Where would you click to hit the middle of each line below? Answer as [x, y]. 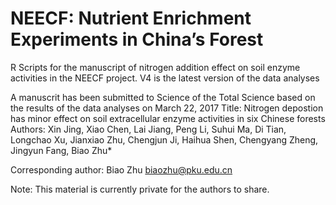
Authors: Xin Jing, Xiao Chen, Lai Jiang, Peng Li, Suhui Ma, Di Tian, [148, 129]
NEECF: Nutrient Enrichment [131, 18]
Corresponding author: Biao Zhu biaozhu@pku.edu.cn [121, 169]
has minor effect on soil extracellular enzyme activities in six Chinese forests [168, 118]
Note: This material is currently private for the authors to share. [140, 189]
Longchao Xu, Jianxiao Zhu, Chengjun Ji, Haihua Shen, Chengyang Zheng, [164, 139]
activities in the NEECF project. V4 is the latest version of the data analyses [165, 78]
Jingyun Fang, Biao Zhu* [61, 150]
